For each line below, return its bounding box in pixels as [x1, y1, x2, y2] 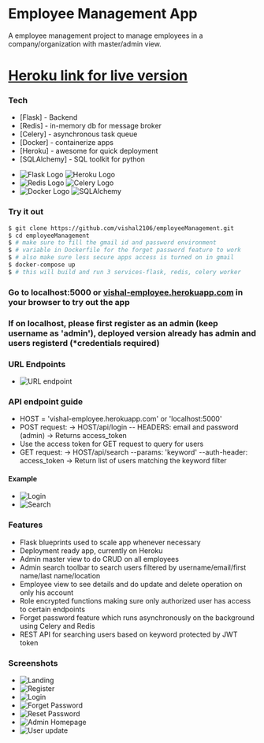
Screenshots [8, 657, 58, 668]
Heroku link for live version [8, 67, 188, 85]
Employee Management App [8, 5, 198, 23]
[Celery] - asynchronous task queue [19, 129, 138, 139]
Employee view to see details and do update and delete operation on [19, 579, 243, 589]
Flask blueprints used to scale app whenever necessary [19, 537, 201, 547]
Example [8, 474, 38, 483]
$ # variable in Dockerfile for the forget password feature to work [8, 246, 242, 254]
